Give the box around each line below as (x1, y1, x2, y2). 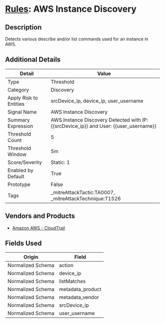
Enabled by (7, 167, 33, 174)
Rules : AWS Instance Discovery (5, 3, 137, 15)
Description (5, 23, 42, 31)
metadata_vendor (58, 294, 99, 301)
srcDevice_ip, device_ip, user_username (51, 97, 144, 104)
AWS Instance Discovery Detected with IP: (51, 117, 148, 123)
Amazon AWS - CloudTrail (12, 225, 65, 231)
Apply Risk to (7, 94, 38, 101)
